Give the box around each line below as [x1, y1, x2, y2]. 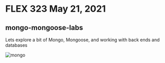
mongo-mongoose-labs [5, 23, 84, 32]
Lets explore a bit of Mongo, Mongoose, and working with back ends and [5, 37, 160, 43]
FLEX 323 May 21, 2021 [5, 3, 106, 15]
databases [5, 42, 28, 48]
